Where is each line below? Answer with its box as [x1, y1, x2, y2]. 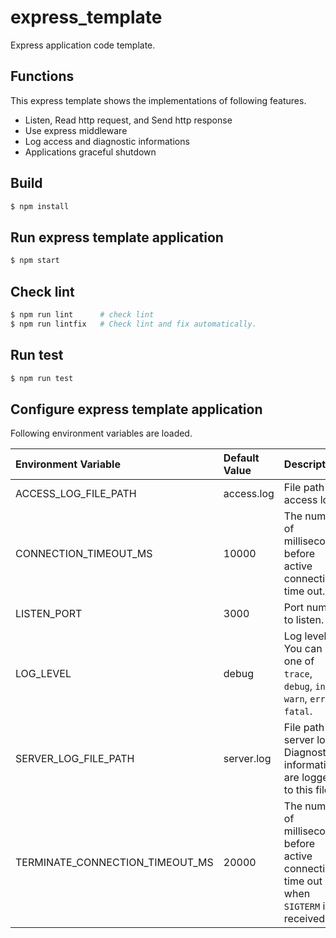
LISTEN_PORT [15, 607, 83, 621]
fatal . [283, 704, 313, 718]
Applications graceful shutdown [24, 146, 157, 158]
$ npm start [10, 256, 60, 266]
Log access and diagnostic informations [24, 135, 190, 147]
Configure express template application [10, 401, 263, 418]
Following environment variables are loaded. [10, 427, 193, 440]
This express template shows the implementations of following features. [10, 94, 307, 106]
